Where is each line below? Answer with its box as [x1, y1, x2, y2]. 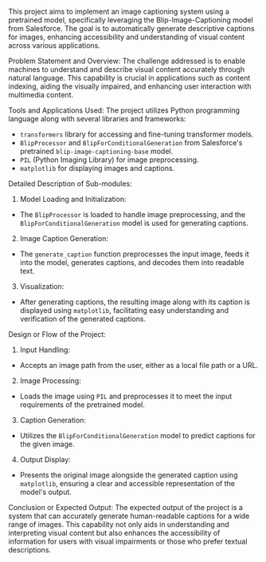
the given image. [19, 439, 75, 449]
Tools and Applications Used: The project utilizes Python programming [8, 105, 241, 115]
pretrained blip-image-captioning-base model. [19, 147, 174, 156]
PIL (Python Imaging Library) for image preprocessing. [19, 155, 199, 164]
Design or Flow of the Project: [8, 330, 106, 338]
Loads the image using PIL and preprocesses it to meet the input [19, 391, 233, 401]
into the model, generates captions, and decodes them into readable [19, 258, 245, 267]
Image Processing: [19, 376, 81, 386]
